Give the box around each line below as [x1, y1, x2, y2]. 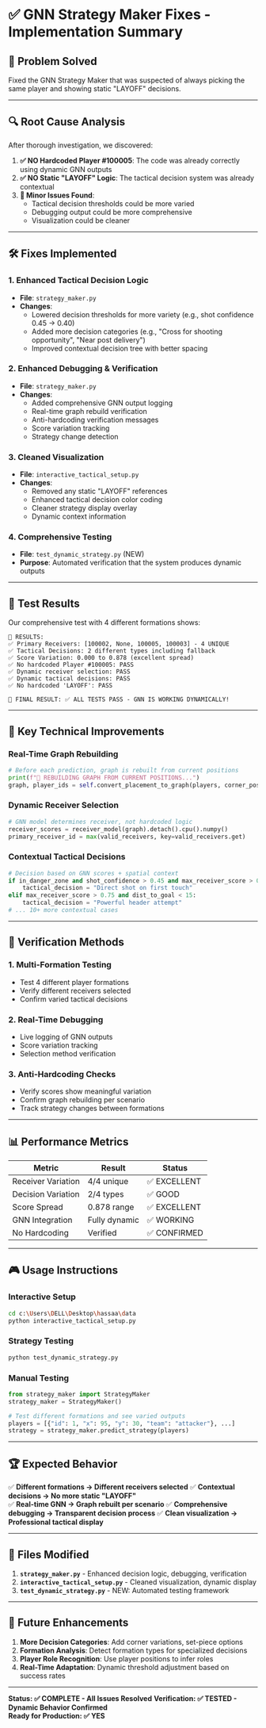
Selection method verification [19, 1048, 116, 1058]
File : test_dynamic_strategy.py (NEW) [19, 550, 145, 559]
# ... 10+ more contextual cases [8, 906, 119, 914]
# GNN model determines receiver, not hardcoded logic [8, 818, 193, 826]
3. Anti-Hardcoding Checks [8, 1068, 116, 1079]
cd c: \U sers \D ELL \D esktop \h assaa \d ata [8, 1309, 136, 1317]
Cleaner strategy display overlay [31, 504, 138, 513]
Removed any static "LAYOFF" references [31, 486, 168, 496]
